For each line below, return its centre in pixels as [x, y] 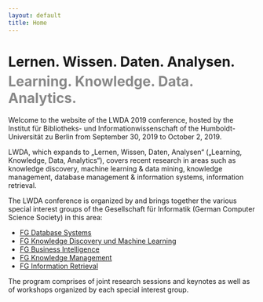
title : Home [27, 23]
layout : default [35, 15]
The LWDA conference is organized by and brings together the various [122, 201]
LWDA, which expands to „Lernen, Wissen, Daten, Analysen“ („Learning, [125, 152]
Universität [26, 137]
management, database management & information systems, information [126, 177]
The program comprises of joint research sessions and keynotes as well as [129, 282]
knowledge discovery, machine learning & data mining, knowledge [115, 169]
